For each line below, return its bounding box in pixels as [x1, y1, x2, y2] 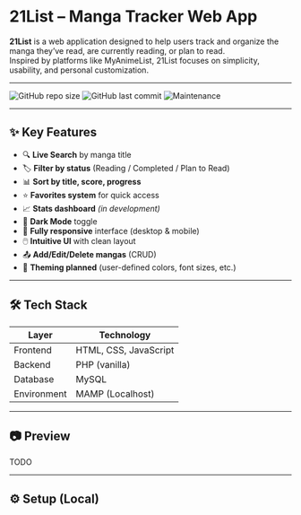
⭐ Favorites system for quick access [21, 189, 159, 200]
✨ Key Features [9, 125, 97, 140]
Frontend [13, 344, 52, 356]
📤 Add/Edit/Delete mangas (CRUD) [21, 249, 157, 259]
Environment [13, 388, 67, 400]
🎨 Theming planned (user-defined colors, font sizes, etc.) [21, 262, 236, 273]
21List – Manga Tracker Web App [9, 6, 258, 27]
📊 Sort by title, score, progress [21, 176, 142, 187]
